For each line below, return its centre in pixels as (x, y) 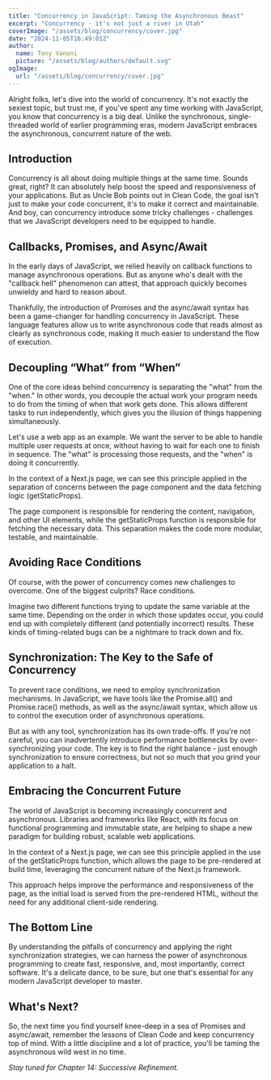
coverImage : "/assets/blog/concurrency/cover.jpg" (95, 31)
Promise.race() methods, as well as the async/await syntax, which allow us (133, 707)
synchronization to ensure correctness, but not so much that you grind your (135, 756)
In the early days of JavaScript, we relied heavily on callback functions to (130, 266)
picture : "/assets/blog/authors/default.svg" (94, 61)
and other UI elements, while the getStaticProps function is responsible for (133, 520)
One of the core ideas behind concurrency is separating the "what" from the (135, 387)
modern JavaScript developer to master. (76, 981)
